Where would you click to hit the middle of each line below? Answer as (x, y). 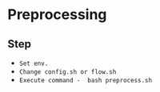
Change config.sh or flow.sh (68, 72)
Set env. (34, 63)
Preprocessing (57, 15)
